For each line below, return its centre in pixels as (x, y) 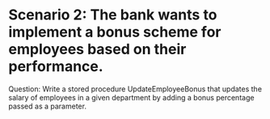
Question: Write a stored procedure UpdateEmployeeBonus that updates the (135, 89)
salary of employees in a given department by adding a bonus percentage (131, 97)
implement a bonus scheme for (115, 32)
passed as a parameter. (48, 106)
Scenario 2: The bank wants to (113, 15)
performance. (56, 67)
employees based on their (97, 49)
